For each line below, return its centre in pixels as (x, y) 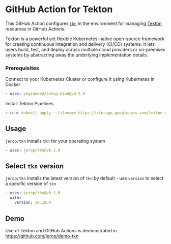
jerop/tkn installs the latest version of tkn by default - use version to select (84, 178)
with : (16, 198)
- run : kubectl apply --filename (41, 113)
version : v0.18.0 (33, 203)
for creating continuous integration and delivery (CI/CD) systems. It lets (80, 44)
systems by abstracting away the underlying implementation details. (77, 55)
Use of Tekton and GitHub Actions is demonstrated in (61, 230)
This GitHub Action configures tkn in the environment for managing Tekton (83, 23)
